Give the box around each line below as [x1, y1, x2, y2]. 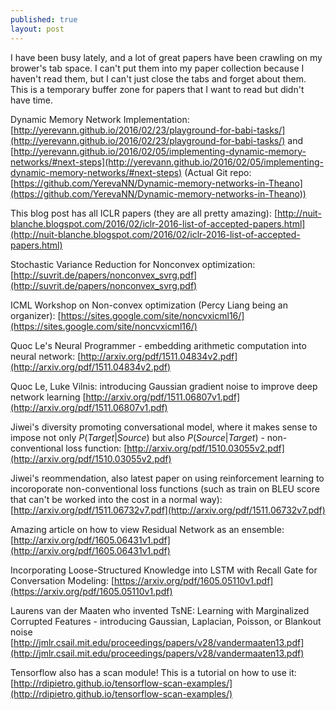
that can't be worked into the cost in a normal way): [10, 493, 223, 505]
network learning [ [10, 391, 87, 403]
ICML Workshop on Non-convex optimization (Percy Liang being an [10, 299, 288, 311]
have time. [10, 94, 54, 106]
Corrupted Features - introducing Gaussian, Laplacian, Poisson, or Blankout [10, 615, 322, 627]
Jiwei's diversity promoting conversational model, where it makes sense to [10, 421, 318, 433]
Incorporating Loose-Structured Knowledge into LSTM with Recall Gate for [10, 564, 318, 576]
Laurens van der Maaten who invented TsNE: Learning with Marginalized [10, 604, 310, 616]
